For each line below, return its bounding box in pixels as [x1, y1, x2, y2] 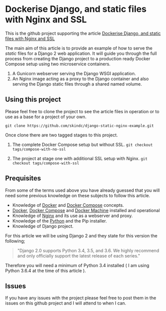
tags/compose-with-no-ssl [12, 147, 66, 152]
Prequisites [5, 174, 41, 182]
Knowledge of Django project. [12, 223, 74, 229]
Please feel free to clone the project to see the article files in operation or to [5, 108, 160, 114]
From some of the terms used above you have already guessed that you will [5, 187, 160, 193]
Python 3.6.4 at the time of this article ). [5, 267, 86, 273]
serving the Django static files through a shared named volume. [12, 81, 142, 87]
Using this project [5, 95, 61, 104]
